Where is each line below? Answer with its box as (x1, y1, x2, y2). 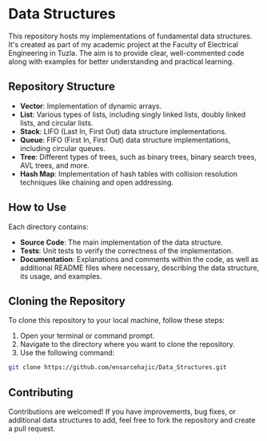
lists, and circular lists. (19, 117, 94, 128)
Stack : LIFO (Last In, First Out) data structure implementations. (19, 126, 227, 136)
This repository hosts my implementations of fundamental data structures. (8, 31, 253, 41)
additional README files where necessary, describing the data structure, (19, 263, 260, 272)
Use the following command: (19, 348, 115, 358)
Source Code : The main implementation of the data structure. (19, 237, 224, 247)
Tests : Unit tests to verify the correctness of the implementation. (19, 245, 233, 256)
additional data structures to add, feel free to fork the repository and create (8, 415, 256, 425)
